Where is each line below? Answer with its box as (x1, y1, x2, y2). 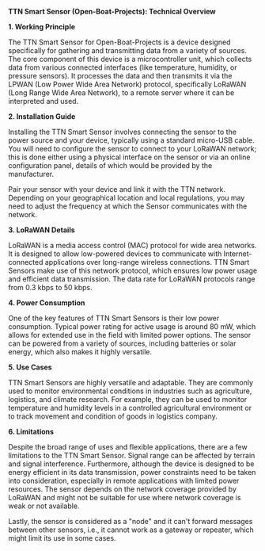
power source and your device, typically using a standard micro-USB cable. (8, 136, 255, 145)
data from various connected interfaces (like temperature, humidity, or (8, 63, 237, 72)
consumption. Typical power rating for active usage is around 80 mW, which (8, 322, 256, 331)
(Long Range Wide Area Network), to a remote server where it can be (8, 88, 235, 98)
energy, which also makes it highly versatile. (8, 347, 153, 356)
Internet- (223, 249, 252, 258)
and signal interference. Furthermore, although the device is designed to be (8, 459, 255, 469)
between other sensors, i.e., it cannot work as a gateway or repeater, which (8, 525, 255, 534)
